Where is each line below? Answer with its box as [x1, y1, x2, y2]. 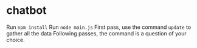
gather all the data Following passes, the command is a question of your [6, 29, 187, 37]
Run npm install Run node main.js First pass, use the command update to [6, 23, 192, 31]
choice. [6, 36, 26, 43]
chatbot [6, 4, 47, 17]
